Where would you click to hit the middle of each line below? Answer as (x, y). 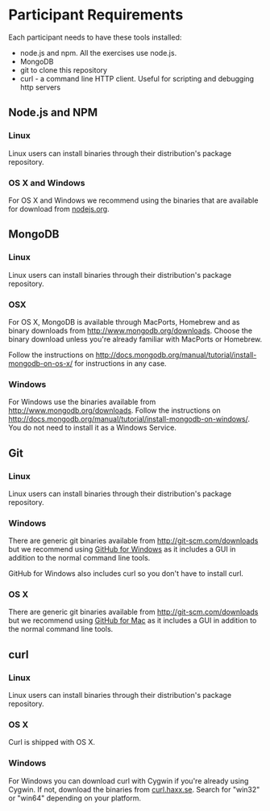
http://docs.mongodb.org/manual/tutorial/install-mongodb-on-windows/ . (129, 419)
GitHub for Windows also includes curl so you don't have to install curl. (126, 574)
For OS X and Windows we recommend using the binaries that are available (133, 200)
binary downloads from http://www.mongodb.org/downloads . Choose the (130, 330)
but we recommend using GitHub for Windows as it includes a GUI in (122, 549)
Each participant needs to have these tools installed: (95, 37)
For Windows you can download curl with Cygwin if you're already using (129, 780)
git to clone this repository (63, 69)
